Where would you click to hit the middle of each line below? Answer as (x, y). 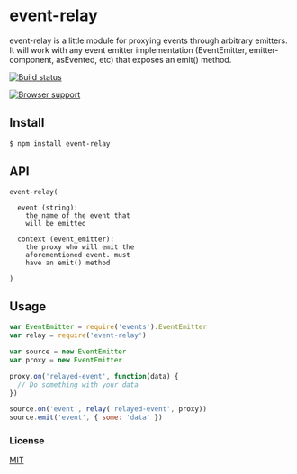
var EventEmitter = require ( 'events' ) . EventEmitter (108, 327)
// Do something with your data (78, 385)
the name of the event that (78, 216)
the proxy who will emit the (80, 247)
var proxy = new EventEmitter (66, 360)
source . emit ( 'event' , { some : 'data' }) (86, 418)
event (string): (48, 208)
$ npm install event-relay (60, 143)
